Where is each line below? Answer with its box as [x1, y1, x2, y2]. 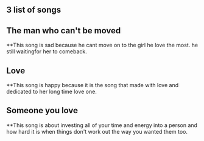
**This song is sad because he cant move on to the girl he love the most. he [6, 42, 199, 49]
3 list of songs [6, 5, 62, 15]
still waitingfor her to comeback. [6, 48, 87, 55]
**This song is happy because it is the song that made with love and [6, 82, 178, 89]
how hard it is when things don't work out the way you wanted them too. [6, 128, 188, 135]
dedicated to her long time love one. [6, 88, 97, 96]
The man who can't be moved [6, 25, 121, 36]
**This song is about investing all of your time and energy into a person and [6, 121, 198, 129]
